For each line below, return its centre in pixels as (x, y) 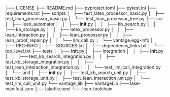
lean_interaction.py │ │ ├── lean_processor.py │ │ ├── (69, 35)
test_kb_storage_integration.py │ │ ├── (49, 62)
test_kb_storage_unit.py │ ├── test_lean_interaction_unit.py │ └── (77, 78)
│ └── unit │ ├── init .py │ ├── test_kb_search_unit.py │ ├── (75, 73)
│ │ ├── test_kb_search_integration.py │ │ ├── (60, 56)
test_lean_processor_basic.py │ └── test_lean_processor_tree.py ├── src (84, 19)
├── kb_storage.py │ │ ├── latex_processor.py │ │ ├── (70, 29)
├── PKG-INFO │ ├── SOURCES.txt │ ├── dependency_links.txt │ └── (84, 45)
